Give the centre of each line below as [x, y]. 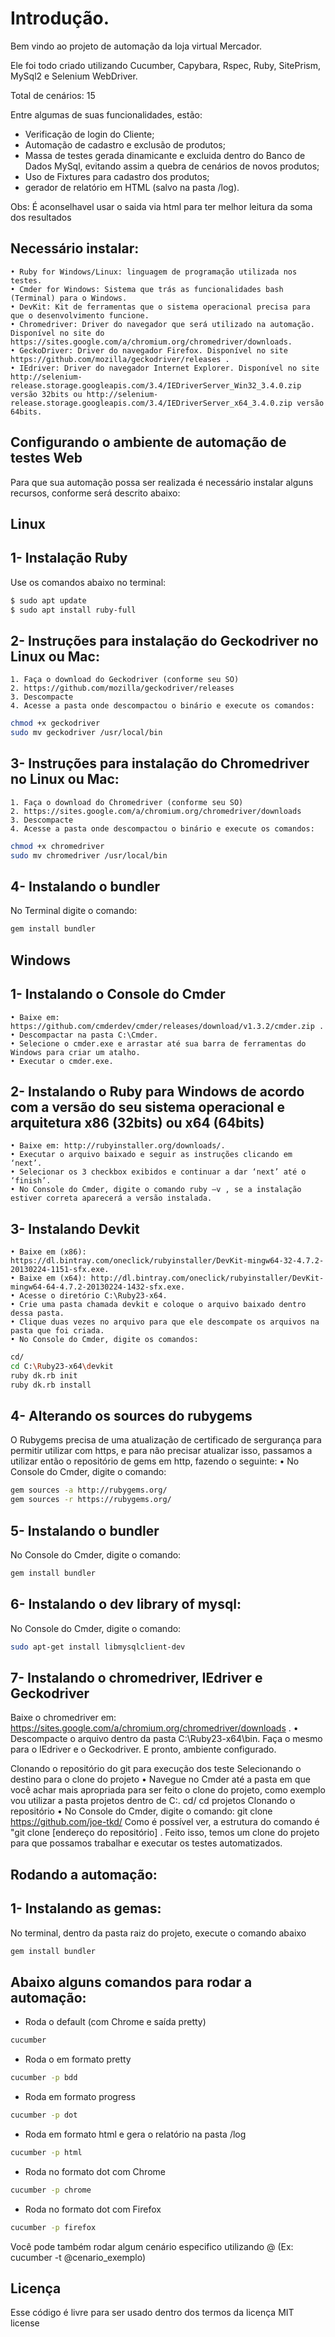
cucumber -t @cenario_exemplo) [78, 2257]
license [25, 2323]
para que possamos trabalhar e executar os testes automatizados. [146, 1843]
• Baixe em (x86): [48, 1252]
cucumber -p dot [44, 2115]
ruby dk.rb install [51, 1385]
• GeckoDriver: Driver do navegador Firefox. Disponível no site [149, 350]
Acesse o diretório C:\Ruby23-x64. [93, 1296]
